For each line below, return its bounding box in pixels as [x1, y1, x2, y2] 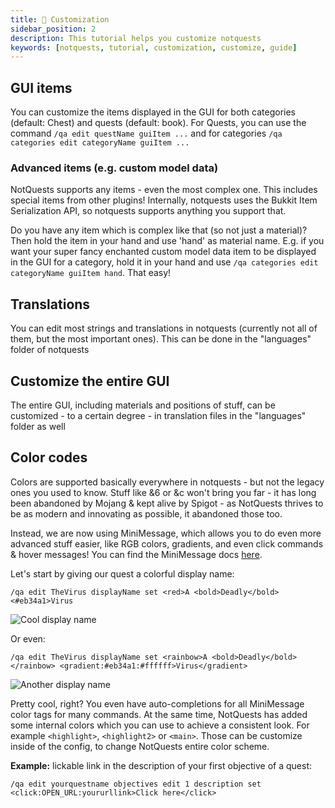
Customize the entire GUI [10, 372, 170, 390]
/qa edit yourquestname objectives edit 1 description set [10, 779, 262, 789]
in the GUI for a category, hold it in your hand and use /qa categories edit [10, 256, 319, 268]
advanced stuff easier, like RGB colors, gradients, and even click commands [10, 537, 324, 550]
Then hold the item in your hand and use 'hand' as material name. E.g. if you [10, 235, 325, 247]
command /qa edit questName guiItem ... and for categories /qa [10, 127, 283, 140]
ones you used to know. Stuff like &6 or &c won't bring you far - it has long [10, 486, 317, 498]
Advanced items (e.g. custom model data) [10, 161, 219, 175]
